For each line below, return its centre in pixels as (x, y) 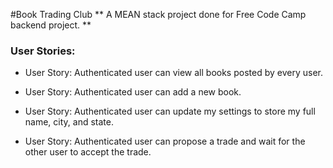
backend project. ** (51, 25)
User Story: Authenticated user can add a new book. (133, 92)
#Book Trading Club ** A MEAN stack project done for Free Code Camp (158, 14)
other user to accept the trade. (88, 152)
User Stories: (43, 51)
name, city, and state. (69, 122)
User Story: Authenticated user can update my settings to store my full (170, 111)
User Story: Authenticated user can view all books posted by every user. (173, 73)
